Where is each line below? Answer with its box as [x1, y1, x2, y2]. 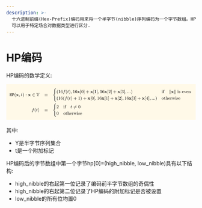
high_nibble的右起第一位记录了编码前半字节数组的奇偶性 [14, 180, 155, 187]
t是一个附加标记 [14, 147, 54, 154]
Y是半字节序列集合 [14, 139, 61, 147]
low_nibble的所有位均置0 [14, 195, 77, 202]
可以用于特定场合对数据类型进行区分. [11, 22, 91, 28]
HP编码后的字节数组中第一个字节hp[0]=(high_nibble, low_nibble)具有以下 [6, 159, 188, 167]
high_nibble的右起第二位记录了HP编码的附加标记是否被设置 [14, 187, 162, 195]
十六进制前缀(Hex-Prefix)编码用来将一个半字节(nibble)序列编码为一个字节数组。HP [11, 16, 197, 22]
